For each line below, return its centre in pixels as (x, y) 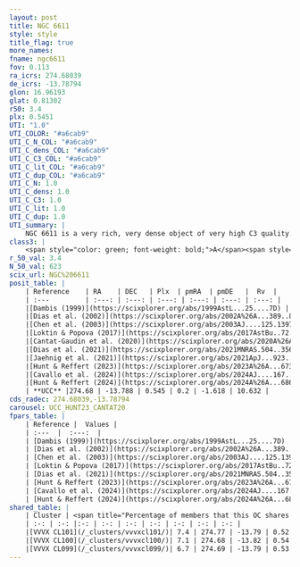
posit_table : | (37, 283)
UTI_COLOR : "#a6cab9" (50, 134)
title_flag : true (42, 42)
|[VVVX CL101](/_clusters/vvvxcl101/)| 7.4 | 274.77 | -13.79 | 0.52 (158, 532)
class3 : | (28, 242)
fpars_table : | (37, 416)
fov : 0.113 (29, 68)
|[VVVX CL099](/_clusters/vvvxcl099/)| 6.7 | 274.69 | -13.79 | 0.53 (158, 549)
